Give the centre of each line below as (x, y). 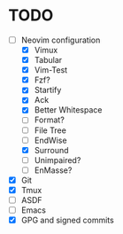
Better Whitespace (68, 110)
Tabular (48, 60)
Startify (48, 90)
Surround (51, 150)
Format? (50, 120)
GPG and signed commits (67, 220)
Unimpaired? (58, 160)
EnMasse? (53, 170)
